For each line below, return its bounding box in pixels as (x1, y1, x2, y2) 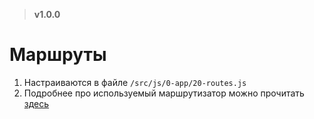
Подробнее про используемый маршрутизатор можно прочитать (23, 87, 305, 99)
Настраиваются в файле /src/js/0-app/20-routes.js (23, 76, 247, 88)
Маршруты (9, 44, 107, 66)
